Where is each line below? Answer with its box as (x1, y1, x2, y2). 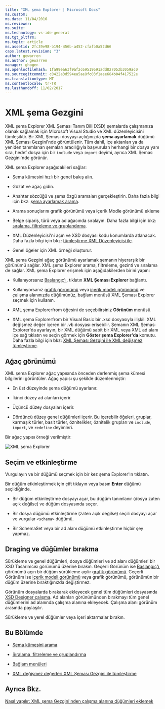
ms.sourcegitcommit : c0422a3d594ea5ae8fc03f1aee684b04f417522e (5, 72, 138, 77)
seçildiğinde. (5, 486, 31, 492)
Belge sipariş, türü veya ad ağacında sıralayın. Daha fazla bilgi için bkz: (12, 218, 157, 223)
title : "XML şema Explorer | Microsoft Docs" (5, 7, 100, 12)
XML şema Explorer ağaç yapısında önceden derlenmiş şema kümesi (5, 370, 146, 377)
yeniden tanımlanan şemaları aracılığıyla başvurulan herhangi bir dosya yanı (5, 144, 160, 150)
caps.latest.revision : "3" (5, 49, 61, 54)
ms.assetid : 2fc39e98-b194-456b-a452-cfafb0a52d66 (5, 44, 112, 49)
